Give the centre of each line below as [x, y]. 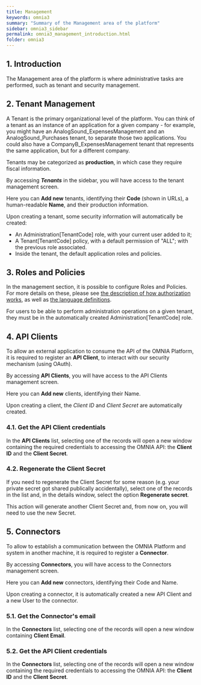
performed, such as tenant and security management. [73, 85]
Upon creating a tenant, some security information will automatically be [95, 216]
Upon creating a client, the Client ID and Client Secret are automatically [94, 405]
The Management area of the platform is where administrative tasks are [95, 78]
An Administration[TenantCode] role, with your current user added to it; [103, 234]
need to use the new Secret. [41, 513]
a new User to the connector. [42, 600]
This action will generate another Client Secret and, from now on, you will [97, 506]
